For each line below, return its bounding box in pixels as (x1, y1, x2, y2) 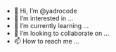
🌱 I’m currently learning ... (13, 22, 89, 30)
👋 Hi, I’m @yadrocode (13, 7, 77, 15)
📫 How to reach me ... (13, 37, 79, 45)
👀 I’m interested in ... (13, 14, 74, 22)
